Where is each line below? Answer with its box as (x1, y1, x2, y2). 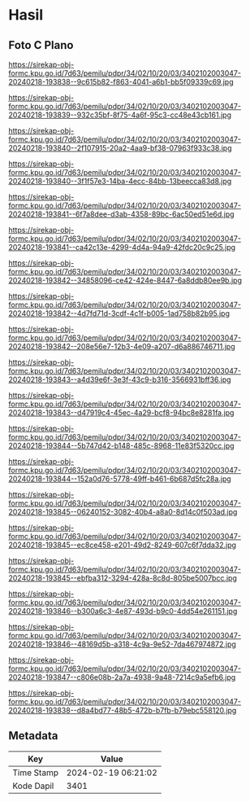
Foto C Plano (8, 38, 74, 52)
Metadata (8, 729, 58, 743)
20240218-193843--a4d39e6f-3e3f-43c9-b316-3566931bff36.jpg (8, 375, 231, 384)
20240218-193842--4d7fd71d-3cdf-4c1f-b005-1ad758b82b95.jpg (8, 309, 230, 318)
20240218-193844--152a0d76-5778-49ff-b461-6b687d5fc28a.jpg (8, 474, 231, 484)
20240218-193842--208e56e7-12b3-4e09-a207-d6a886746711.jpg (8, 342, 235, 351)
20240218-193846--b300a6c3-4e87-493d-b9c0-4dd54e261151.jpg (8, 607, 238, 616)
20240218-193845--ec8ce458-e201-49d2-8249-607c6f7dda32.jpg (8, 540, 237, 550)
